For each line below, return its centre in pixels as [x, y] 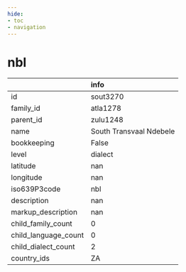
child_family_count [42, 224]
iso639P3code [36, 189]
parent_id [27, 120]
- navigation [27, 27]
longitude [27, 178]
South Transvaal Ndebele [133, 131]
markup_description [44, 212]
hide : [15, 14]
